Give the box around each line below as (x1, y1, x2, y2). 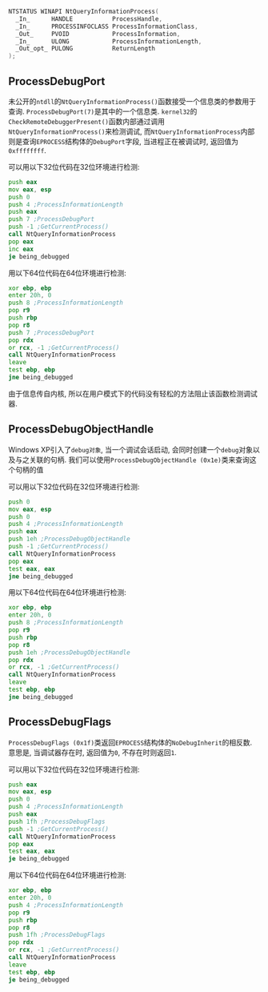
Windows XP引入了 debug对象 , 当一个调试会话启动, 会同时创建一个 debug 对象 (8, 444, 254, 454)
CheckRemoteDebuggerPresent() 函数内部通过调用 (8, 116, 166, 126)
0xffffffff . (8, 145, 46, 155)
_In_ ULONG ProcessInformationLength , (15, 37, 202, 46)
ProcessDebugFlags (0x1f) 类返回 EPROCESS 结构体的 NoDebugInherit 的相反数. (8, 737, 253, 747)
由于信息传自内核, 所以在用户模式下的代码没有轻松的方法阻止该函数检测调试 (8, 388, 258, 398)
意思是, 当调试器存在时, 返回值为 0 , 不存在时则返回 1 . (8, 747, 178, 757)
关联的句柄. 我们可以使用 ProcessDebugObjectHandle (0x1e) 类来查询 (29, 455, 250, 464)
